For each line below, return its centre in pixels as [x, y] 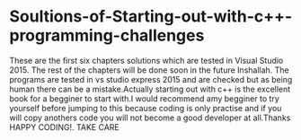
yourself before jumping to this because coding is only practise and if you [146, 108]
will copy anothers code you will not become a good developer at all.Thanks [150, 118]
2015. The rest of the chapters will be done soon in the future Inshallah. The [149, 70]
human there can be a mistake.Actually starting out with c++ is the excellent [150, 89]
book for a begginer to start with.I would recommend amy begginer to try [145, 98]
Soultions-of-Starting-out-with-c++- [151, 17]
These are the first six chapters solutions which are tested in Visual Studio [146, 60]
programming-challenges [107, 35]
